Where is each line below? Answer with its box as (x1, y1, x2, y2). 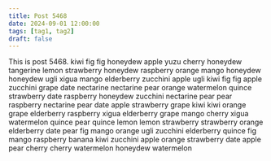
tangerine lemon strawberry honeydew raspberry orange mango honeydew (8, 66, 262, 76)
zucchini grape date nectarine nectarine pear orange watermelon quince (8, 83, 252, 93)
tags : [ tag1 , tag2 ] (8, 27, 75, 35)
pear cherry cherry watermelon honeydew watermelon (8, 143, 193, 153)
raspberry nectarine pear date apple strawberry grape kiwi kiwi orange (8, 100, 247, 110)
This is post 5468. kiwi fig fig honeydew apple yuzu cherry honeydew (8, 57, 243, 67)
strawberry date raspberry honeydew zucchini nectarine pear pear (8, 91, 233, 102)
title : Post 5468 (8, 11, 68, 20)
